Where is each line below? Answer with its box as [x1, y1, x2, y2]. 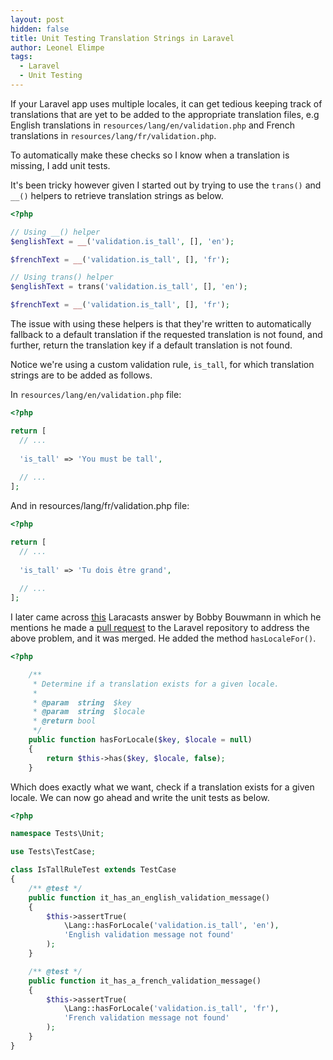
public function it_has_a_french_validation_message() [28, 976, 262, 986]
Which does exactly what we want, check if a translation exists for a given [10, 781, 315, 793]
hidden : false [10, 24, 70, 34]
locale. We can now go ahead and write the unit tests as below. [10, 791, 270, 803]
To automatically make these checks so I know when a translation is [10, 149, 290, 161]
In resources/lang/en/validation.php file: [10, 389, 182, 400]
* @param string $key [32, 697, 132, 708]
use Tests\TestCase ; [10, 847, 97, 857]
